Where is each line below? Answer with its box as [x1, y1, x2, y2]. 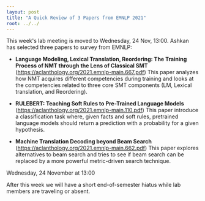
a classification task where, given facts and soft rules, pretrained [15, 113, 179, 120]
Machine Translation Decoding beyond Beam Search [15, 138, 152, 145]
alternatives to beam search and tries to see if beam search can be [15, 151, 185, 158]
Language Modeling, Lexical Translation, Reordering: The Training [15, 56, 187, 63]
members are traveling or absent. [6, 188, 91, 195]
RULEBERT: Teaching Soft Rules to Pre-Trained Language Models [15, 100, 184, 107]
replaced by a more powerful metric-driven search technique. [15, 157, 171, 165]
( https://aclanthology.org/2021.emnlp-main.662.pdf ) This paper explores [15, 145, 199, 152]
